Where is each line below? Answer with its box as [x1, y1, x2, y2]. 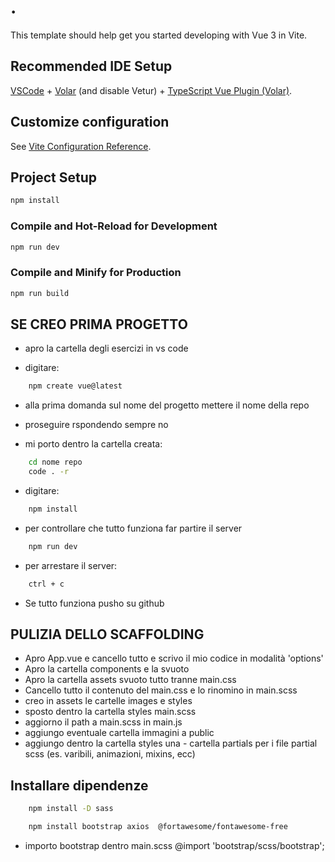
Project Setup [10, 169, 98, 186]
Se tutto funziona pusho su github [24, 597, 165, 609]
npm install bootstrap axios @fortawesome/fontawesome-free [28, 822, 288, 832]
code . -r [28, 467, 70, 477]
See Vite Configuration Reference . [10, 140, 152, 152]
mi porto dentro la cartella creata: [24, 438, 163, 450]
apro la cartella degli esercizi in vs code [24, 342, 189, 355]
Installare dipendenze [10, 777, 149, 794]
